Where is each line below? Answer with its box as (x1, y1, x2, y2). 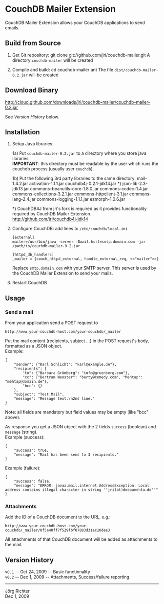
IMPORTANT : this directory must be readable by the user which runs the (12, 161, 159, 167)
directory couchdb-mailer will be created (12, 57, 93, 63)
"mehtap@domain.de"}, (5, 379, 49, 384)
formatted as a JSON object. (5, 343, 62, 349)
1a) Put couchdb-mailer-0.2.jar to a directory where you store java (12, 150, 146, 156)
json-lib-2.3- (122, 181, 148, 186)
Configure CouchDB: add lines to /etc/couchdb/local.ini (12, 226, 128, 232)
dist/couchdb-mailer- (114, 68, 159, 72)
